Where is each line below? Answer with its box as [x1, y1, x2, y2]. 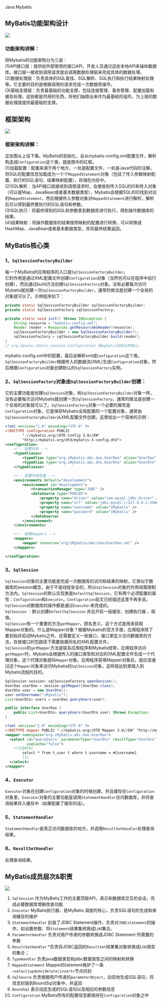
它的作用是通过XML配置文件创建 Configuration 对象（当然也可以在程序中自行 [5, 275, 157, 281]
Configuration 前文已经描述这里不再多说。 [67, 597, 150, 602]
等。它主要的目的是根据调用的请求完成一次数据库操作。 [5, 81, 115, 87]
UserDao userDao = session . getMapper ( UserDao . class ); [5, 683, 116, 688]
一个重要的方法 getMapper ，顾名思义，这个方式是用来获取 [30, 621, 144, 626]
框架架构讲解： [5, 141, 40, 147]
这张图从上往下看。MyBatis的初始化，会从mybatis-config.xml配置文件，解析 [5, 153, 157, 159]
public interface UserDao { [5, 706, 62, 711]
